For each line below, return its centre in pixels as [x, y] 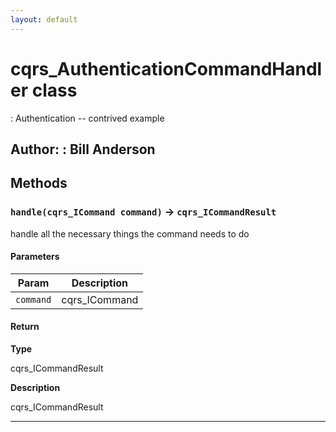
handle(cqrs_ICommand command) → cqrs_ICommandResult [143, 212]
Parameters [35, 257]
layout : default [44, 19]
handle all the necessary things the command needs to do [130, 233]
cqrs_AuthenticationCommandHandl [166, 68]
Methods [39, 183]
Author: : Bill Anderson [83, 149]
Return [25, 327]
